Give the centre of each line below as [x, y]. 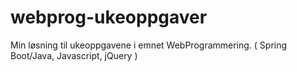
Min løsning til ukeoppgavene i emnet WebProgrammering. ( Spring [149, 45]
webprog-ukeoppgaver [109, 17]
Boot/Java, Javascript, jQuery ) [74, 55]
